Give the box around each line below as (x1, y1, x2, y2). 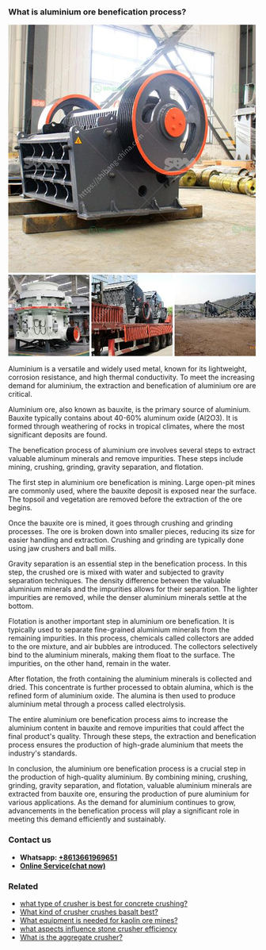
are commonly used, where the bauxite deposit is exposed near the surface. (8, 487, 257, 496)
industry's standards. (8, 748, 78, 758)
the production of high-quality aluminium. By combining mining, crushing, (8, 772, 249, 782)
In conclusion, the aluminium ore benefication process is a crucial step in (8, 764, 246, 774)
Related (8, 880, 39, 891)
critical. (8, 390, 33, 399)
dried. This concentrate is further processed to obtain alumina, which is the (8, 683, 254, 692)
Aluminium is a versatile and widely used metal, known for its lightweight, (8, 364, 247, 374)
